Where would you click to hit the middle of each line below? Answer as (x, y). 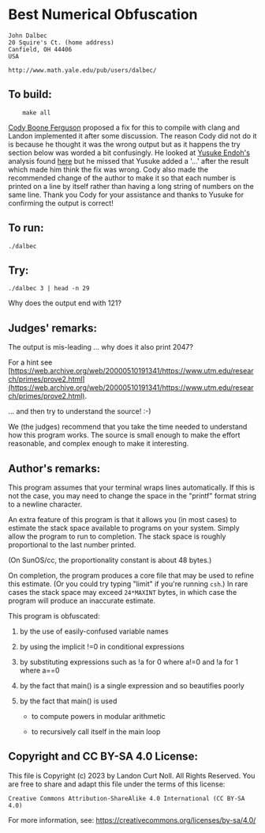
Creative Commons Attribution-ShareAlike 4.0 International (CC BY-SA (127, 798)
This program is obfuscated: (54, 616)
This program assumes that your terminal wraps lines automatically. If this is (131, 487)
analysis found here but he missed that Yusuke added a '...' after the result (129, 161)
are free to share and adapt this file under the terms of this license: (117, 784)
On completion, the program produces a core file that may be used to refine (131, 576)
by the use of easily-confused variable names (94, 631)
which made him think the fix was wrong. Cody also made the (108, 169)
